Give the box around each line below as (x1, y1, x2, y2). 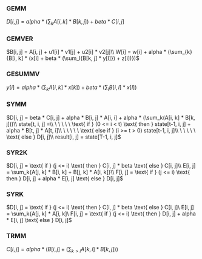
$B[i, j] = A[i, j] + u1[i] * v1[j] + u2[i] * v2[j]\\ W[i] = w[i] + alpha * (6, 48, 167, 56)
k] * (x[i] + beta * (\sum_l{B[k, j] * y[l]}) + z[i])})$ (18, 54, 140, 62)
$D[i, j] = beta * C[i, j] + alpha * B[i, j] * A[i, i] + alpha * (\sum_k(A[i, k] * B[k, (6, 114, 195, 121)
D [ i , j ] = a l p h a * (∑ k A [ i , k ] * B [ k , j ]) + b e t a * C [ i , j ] (6, 18, 124, 27)
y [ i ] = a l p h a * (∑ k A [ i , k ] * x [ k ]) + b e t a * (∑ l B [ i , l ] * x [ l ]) (6, 84, 137, 92)
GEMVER (6, 34, 33, 43)
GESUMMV (6, 70, 40, 78)
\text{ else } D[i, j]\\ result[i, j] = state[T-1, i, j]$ (6, 133, 121, 140)
